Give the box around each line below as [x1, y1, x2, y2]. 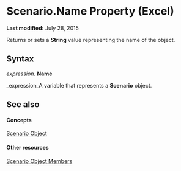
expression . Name [6, 70, 53, 77]
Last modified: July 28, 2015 [6, 24, 79, 32]
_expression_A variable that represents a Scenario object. [6, 82, 152, 89]
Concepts [6, 116, 32, 124]
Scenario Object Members [6, 157, 73, 165]
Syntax [6, 54, 34, 65]
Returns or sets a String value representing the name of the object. [6, 36, 175, 43]
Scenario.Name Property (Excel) [6, 4, 174, 18]
